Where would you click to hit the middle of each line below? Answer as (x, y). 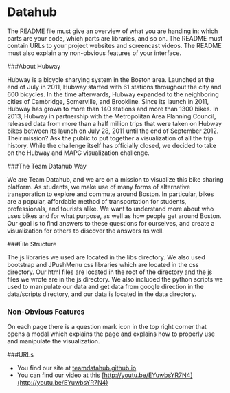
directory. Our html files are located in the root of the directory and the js (110, 272)
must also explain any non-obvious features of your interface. (94, 53)
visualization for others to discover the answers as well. (86, 231)
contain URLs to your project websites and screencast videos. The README (114, 45)
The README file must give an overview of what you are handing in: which (113, 31)
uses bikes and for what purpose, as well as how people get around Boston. (114, 216)
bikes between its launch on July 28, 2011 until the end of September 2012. (113, 131)
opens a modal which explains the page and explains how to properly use (111, 334)
